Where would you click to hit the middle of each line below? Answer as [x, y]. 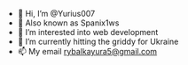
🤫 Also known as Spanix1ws [68, 23]
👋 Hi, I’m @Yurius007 [56, 14]
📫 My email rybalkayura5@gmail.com [87, 51]
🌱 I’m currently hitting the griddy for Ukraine [98, 41]
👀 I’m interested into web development [88, 32]
